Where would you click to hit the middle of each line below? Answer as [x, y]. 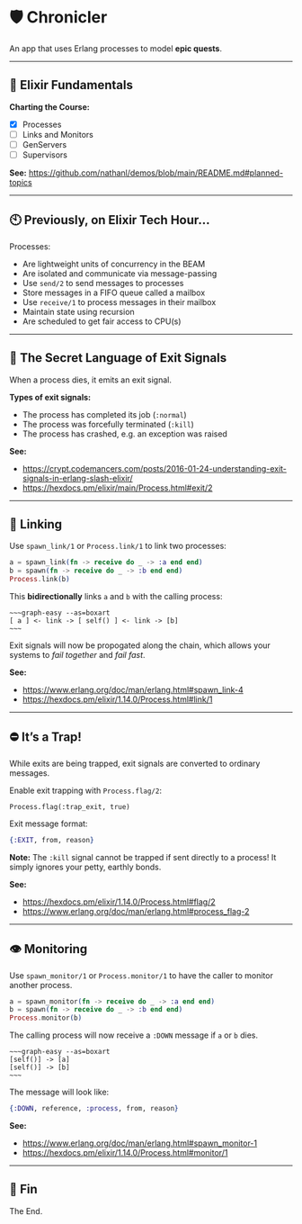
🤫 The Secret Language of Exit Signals [118, 358]
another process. [41, 985]
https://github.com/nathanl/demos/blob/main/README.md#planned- [156, 173]
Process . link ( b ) [40, 580]
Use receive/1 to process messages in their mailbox [119, 301]
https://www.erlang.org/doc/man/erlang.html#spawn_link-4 [133, 690]
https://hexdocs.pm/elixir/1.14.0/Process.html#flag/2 [119, 902]
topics [21, 182]
